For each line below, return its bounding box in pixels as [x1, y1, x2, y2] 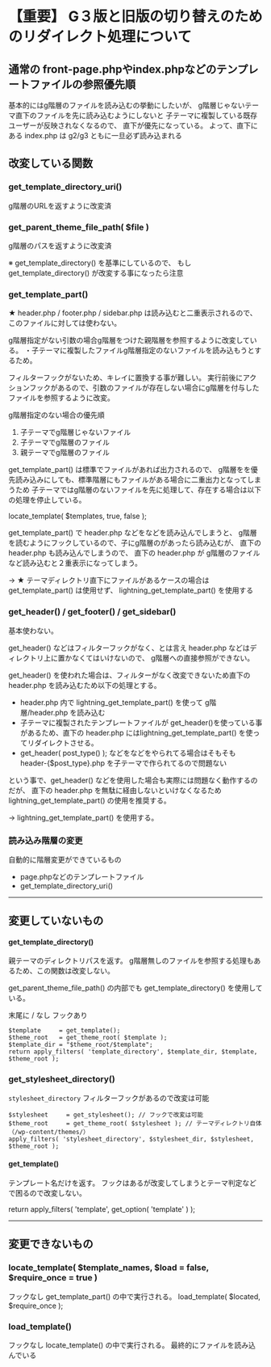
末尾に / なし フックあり [8, 1010, 88, 1020]
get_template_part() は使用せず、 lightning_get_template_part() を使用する [8, 585, 254, 595]
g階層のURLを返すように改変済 [8, 200, 111, 210]
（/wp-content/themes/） [8, 1128, 90, 1136]
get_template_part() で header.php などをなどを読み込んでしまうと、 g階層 [8, 528, 257, 538]
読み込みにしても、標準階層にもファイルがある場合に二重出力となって [15, 475, 248, 485]
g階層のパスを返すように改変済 [8, 240, 112, 251]
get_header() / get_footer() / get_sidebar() [8, 606, 177, 618]
